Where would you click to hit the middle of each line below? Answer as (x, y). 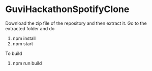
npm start (23, 43)
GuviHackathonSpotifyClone (67, 9)
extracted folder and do (30, 28)
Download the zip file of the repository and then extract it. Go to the (76, 23)
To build (14, 53)
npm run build (27, 63)
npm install (24, 38)
